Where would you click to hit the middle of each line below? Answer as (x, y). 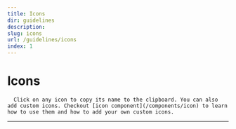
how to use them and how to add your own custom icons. (91, 112)
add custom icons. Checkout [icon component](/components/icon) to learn (118, 106)
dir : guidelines (31, 20)
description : (26, 27)
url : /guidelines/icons (42, 40)
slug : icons (25, 33)
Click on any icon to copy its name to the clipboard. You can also (116, 100)
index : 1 (20, 46)
